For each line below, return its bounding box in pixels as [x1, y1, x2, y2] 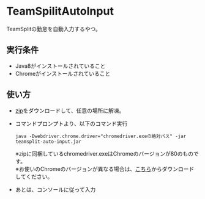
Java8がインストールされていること [15, 62, 106, 70]
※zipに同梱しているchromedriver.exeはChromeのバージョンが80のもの [15, 150, 194, 157]
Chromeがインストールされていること [15, 70, 111, 77]
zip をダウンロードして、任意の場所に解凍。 [15, 107, 125, 114]
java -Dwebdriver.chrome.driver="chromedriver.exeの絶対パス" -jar [15, 133, 187, 139]
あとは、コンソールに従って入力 [15, 186, 96, 193]
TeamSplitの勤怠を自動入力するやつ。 [6, 25, 101, 32]
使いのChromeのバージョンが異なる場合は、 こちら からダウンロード [24, 165, 195, 172]
